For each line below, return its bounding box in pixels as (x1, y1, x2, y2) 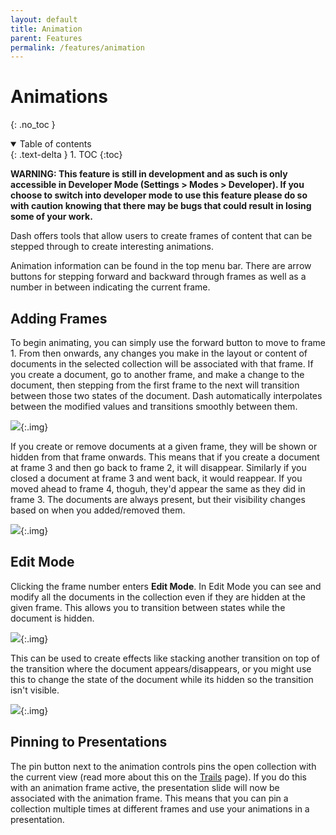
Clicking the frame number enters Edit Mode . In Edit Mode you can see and (10, 580, 322, 592)
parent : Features (10, 33, 83, 43)
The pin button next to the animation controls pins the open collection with (10, 760, 317, 772)
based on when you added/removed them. (10, 504, 186, 516)
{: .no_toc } (10, 119, 56, 131)
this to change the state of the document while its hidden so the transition (10, 673, 314, 685)
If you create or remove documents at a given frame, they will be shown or (10, 441, 318, 452)
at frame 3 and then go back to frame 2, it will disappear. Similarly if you (10, 462, 307, 473)
